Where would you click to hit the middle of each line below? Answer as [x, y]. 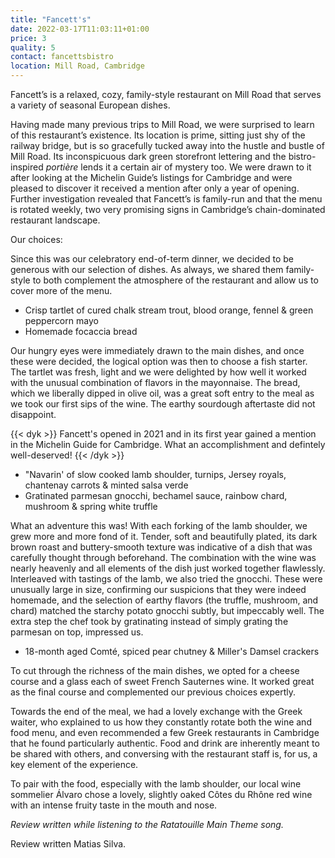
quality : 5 [33, 47]
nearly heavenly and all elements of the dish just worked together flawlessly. [168, 568]
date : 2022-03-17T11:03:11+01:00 [80, 29]
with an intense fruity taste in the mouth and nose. [114, 805]
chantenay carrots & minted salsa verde [106, 485]
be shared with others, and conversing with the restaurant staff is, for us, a [164, 754]
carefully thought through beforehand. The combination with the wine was [163, 557]
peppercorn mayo [61, 320]
